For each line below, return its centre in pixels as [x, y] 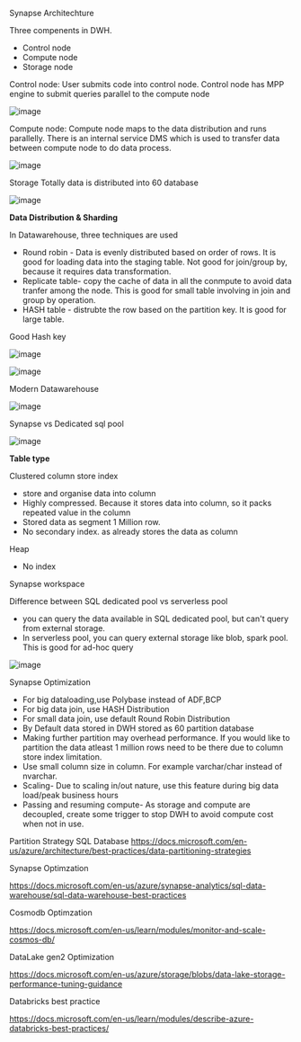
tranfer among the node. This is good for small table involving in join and [156, 290]
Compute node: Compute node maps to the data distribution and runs [138, 129]
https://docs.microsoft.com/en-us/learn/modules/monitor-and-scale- [138, 930]
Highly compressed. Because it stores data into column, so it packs [147, 503]
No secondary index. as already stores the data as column [130, 531]
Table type [30, 459]
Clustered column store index [64, 476]
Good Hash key [38, 337]
